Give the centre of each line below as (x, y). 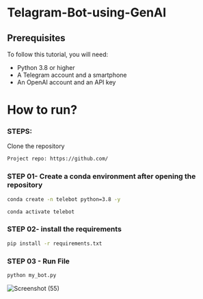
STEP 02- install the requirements (64, 229)
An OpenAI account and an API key (66, 82)
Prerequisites (36, 38)
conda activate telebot (41, 212)
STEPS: (20, 132)
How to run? (42, 110)
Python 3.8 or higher (46, 68)
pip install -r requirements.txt (55, 243)
